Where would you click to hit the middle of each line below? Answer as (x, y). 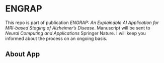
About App (23, 54)
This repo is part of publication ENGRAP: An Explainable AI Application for (82, 22)
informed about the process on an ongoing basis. (56, 38)
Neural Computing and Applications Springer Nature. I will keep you (75, 33)
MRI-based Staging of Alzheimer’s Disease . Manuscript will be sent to (78, 27)
